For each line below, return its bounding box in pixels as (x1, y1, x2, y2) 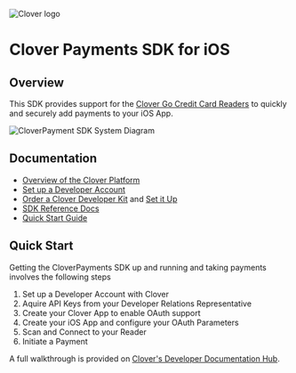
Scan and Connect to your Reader (21, 326, 147, 337)
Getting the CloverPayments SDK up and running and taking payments (9, 262, 267, 272)
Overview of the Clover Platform (21, 174, 140, 185)
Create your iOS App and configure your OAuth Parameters (21, 317, 239, 328)
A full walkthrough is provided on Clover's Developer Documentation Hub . (9, 353, 280, 364)
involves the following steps (9, 272, 111, 282)
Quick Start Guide (21, 212, 88, 223)
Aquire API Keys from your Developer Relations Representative (21, 298, 252, 309)
